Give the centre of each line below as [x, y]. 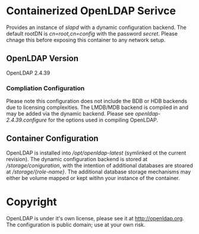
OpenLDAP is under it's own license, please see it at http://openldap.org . [95, 218]
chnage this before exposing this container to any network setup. [86, 40]
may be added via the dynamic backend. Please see [70, 114]
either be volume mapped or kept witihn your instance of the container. [93, 178]
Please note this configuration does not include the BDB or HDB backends [97, 101]
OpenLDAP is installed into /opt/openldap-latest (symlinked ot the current [96, 153]
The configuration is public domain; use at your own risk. [76, 225]
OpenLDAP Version [42, 58]
